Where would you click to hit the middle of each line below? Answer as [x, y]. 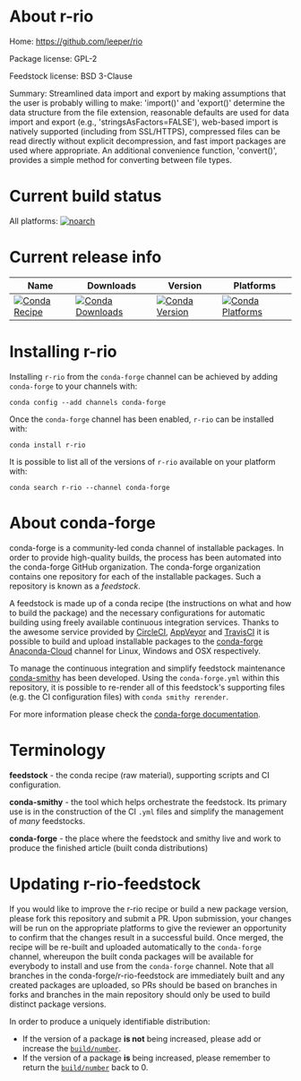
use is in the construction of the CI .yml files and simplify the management [146, 811]
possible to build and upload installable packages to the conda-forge [136, 641]
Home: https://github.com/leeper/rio [76, 41]
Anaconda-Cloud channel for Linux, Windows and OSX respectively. [135, 650]
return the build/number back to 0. [85, 1067]
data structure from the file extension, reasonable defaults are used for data [149, 112]
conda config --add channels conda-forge [88, 402]
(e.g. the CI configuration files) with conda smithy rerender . [119, 697]
